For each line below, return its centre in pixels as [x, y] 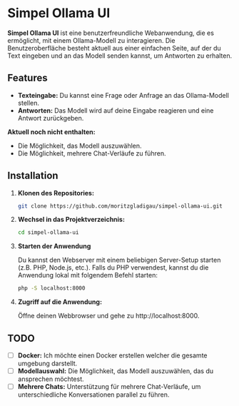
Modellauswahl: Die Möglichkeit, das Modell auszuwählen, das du [116, 371]
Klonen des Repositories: [56, 193]
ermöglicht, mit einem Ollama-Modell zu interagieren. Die [91, 40]
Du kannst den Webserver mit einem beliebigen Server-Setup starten [119, 260]
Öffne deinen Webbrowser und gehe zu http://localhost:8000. [108, 316]
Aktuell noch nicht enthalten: [51, 132]
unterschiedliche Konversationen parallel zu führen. [93, 395]
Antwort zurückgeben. [51, 118]
